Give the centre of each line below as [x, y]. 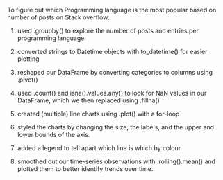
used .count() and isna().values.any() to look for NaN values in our [112, 93]
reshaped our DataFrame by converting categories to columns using [115, 72]
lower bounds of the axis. [53, 135]
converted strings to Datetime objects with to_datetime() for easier [112, 52]
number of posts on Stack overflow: [58, 17]
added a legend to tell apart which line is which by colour [99, 148]
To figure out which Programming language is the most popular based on [112, 10]
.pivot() [27, 80]
